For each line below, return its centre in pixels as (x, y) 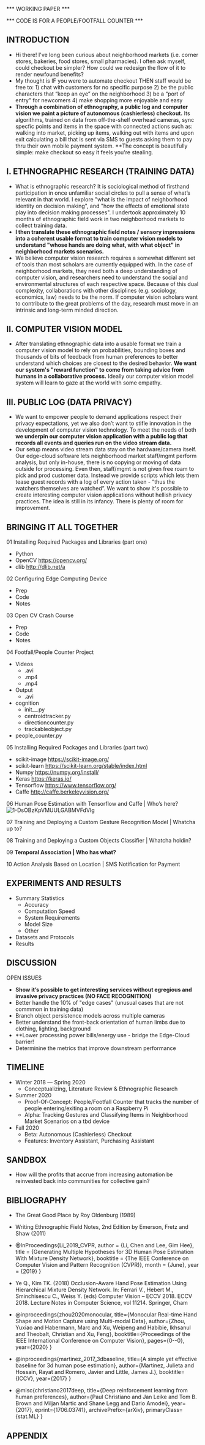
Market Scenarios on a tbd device (67, 1121)
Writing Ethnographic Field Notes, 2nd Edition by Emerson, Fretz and (102, 1227)
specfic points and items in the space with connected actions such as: (104, 126)
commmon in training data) (49, 1009)
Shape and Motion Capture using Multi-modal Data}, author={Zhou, (100, 1321)
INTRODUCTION (38, 40)
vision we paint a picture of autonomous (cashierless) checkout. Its (103, 113)
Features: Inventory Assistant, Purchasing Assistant (89, 1141)
